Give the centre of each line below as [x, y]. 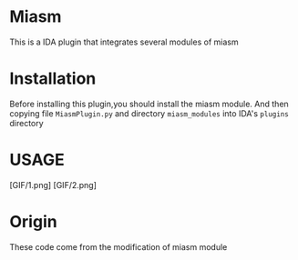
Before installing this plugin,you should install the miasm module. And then [149, 104]
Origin [33, 222]
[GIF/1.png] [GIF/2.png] [53, 185]
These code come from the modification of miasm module [118, 246]
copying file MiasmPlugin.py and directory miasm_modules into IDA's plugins [149, 113]
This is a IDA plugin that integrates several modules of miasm [124, 42]
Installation [53, 79]
